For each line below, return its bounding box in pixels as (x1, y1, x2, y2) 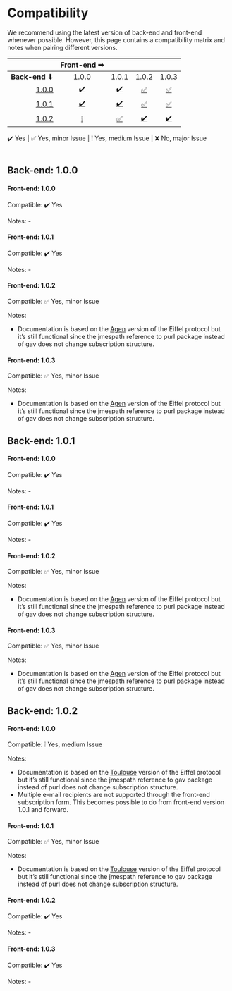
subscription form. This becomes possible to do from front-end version (17, 798, 224, 806)
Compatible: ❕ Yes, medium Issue (7, 740, 103, 749)
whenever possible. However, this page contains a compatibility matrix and (7, 35, 226, 44)
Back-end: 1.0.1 (7, 435, 75, 447)
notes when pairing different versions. (7, 43, 118, 51)
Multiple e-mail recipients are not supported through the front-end (17, 790, 210, 799)
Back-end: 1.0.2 (7, 705, 78, 717)
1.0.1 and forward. (17, 805, 69, 813)
